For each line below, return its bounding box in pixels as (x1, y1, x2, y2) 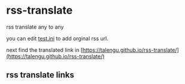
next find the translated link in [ (6, 46, 83, 54)
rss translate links (6, 70, 75, 80)
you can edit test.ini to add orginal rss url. (6, 35, 109, 42)
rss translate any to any (6, 23, 64, 30)
